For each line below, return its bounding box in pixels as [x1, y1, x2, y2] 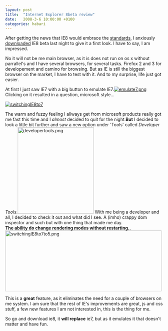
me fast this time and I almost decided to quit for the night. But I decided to [5, 116, 159, 123]
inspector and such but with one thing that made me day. [5, 220, 123, 226]
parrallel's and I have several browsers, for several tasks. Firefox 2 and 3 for [5, 61, 162, 67]
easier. [5, 77, 19, 83]
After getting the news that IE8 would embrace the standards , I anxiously [5, 35, 155, 41]
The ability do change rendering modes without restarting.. [5, 225, 131, 231]
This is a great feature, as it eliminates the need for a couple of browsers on [5, 295, 161, 301]
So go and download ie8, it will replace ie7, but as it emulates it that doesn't [5, 316, 161, 322]
